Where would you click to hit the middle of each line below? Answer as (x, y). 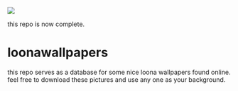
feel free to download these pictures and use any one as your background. (117, 79)
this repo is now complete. (46, 24)
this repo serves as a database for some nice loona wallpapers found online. (119, 72)
